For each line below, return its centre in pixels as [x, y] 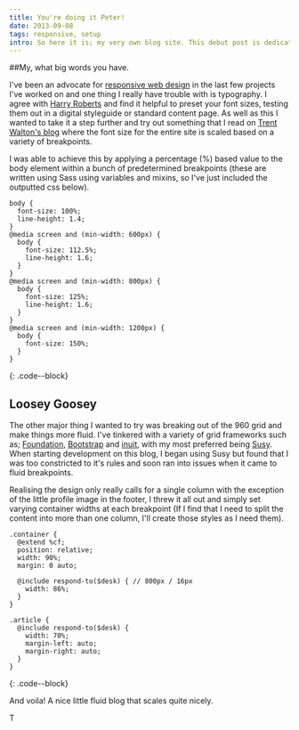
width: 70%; [47, 636]
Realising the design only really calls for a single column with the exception [147, 490]
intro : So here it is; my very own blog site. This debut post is [135, 42]
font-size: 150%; [57, 344]
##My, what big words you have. [69, 68]
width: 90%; [40, 558]
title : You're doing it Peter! [67, 17]
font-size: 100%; [49, 211]
